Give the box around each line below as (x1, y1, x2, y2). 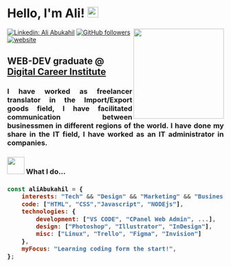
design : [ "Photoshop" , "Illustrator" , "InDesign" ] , (35, 222, 213, 231)
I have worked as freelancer (7, 86, 133, 96)
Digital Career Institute (7, 66, 107, 78)
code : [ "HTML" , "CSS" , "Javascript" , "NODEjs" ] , (21, 200, 184, 208)
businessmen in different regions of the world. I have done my (7, 121, 224, 130)
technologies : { (21, 208, 76, 216)
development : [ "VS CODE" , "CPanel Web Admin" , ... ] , (35, 215, 217, 223)
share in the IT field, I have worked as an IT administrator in (7, 130, 224, 139)
